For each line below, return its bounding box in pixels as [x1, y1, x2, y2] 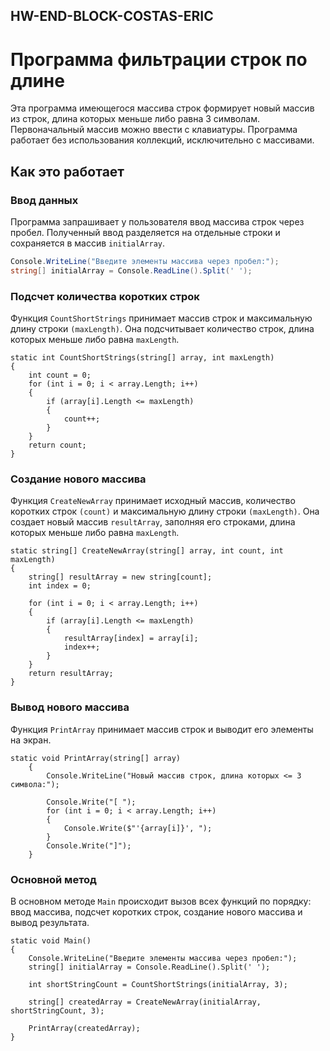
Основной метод [10, 872, 97, 886]
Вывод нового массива [10, 700, 130, 714]
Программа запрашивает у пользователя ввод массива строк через [10, 216, 305, 228]
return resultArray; [28, 669, 114, 679]
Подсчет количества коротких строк [10, 289, 200, 303]
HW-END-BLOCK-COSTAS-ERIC [10, 8, 214, 25]
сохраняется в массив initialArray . [10, 237, 165, 249]
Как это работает [10, 163, 125, 180]
